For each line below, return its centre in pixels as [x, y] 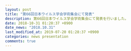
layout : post [18, 9]
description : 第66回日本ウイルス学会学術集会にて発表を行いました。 [67, 18]
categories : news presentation [37, 37]
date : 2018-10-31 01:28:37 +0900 [39, 23]
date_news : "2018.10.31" [30, 28]
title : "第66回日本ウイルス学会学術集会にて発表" [50, 14]
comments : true [20, 41]
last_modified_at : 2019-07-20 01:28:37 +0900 [52, 32]
